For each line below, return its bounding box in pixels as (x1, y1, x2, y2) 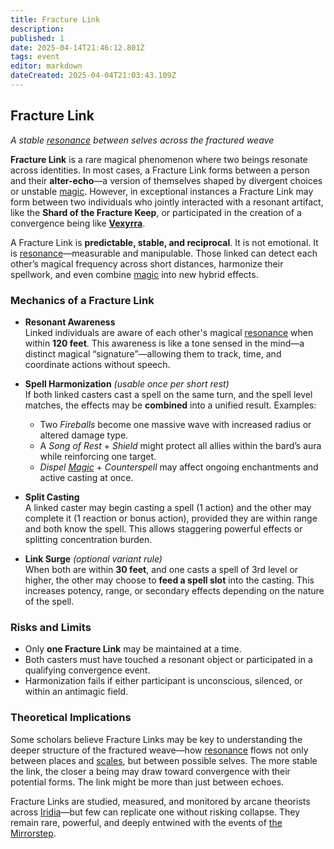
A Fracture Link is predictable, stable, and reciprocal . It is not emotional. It (10, 236, 319, 248)
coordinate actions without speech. (24, 358, 171, 370)
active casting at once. (39, 471, 134, 483)
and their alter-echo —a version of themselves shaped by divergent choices (10, 174, 323, 186)
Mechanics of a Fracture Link (10, 293, 155, 307)
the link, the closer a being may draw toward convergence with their (10, 765, 291, 777)
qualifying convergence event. (24, 664, 151, 676)
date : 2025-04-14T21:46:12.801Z (10, 42, 145, 53)
